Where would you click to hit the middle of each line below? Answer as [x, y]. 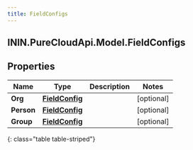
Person [23, 110]
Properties [31, 67]
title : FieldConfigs [38, 14]
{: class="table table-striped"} [51, 139]
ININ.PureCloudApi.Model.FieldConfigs [96, 43]
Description [110, 86]
